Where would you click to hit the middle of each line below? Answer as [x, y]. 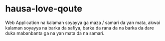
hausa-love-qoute [44, 9]
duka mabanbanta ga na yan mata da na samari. [55, 33]
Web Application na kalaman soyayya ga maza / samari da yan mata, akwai [83, 22]
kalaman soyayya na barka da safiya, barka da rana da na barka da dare [80, 27]
